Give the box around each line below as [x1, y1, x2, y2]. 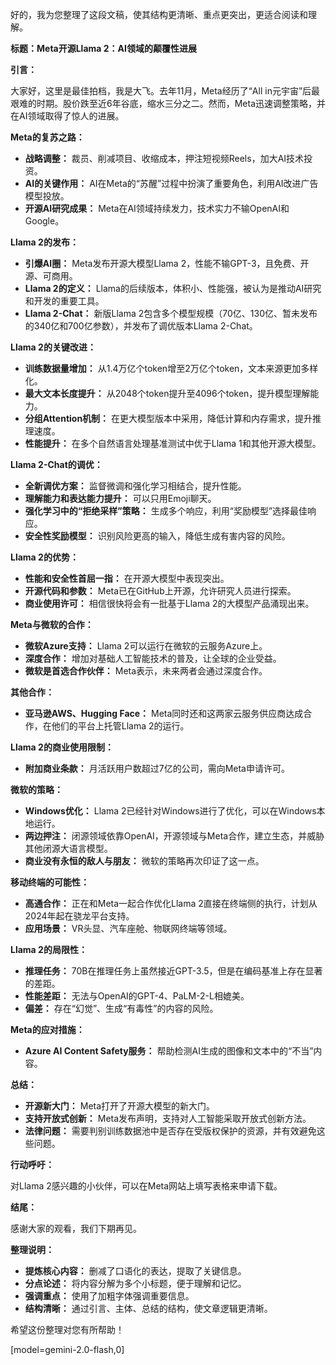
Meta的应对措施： [10, 1024, 85, 1035]
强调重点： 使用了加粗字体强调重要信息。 [24, 1290, 195, 1302]
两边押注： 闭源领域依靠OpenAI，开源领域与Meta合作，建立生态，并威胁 [24, 830, 325, 842]
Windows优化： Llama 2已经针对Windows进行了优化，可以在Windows [24, 805, 317, 817]
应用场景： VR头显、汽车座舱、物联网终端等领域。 [24, 923, 233, 934]
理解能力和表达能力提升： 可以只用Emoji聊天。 [24, 493, 217, 504]
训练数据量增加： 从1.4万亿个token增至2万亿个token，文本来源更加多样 [24, 363, 319, 374]
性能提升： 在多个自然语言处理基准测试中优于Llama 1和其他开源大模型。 [24, 438, 322, 449]
